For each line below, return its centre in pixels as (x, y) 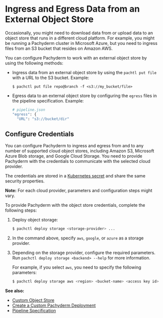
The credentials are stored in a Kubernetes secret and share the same (75, 176)
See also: (15, 291)
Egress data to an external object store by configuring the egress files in (84, 96)
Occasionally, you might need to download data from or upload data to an (79, 33)
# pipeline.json (29, 110)
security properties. (25, 181)
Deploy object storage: (35, 220)
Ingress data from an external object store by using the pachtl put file (84, 72)
